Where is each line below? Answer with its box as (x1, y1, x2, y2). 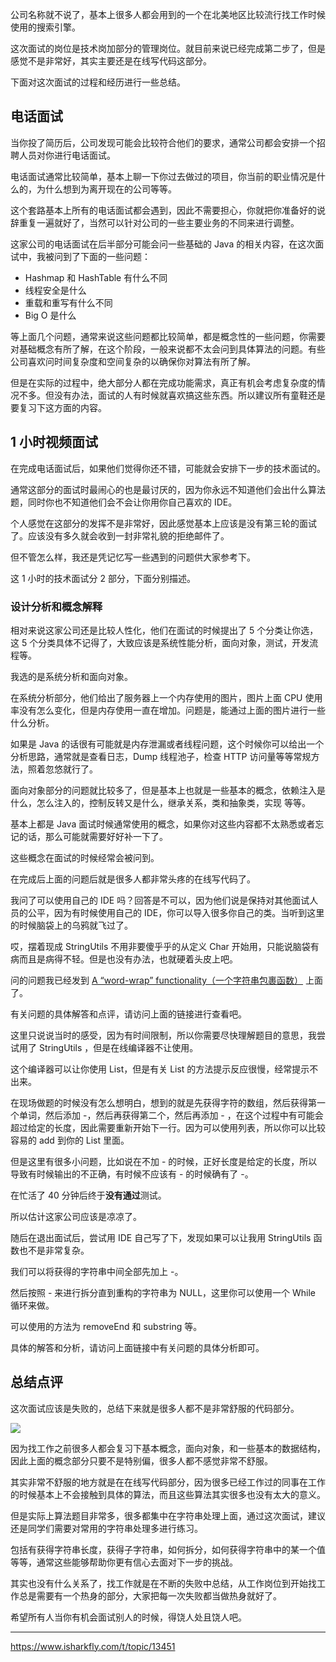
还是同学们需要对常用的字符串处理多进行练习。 (10, 1522, 203, 1534)
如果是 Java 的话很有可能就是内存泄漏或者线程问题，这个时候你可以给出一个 (10, 738, 325, 750)
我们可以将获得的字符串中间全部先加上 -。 (10, 1265, 184, 1277)
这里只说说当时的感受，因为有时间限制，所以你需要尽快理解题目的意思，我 (10, 1029, 317, 1041)
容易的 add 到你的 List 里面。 (10, 1134, 130, 1146)
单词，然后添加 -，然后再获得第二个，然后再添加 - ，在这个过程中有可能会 (18, 1109, 324, 1121)
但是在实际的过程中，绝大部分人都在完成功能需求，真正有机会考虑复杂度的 (10, 376, 317, 388)
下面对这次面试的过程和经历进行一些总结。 (10, 76, 186, 88)
